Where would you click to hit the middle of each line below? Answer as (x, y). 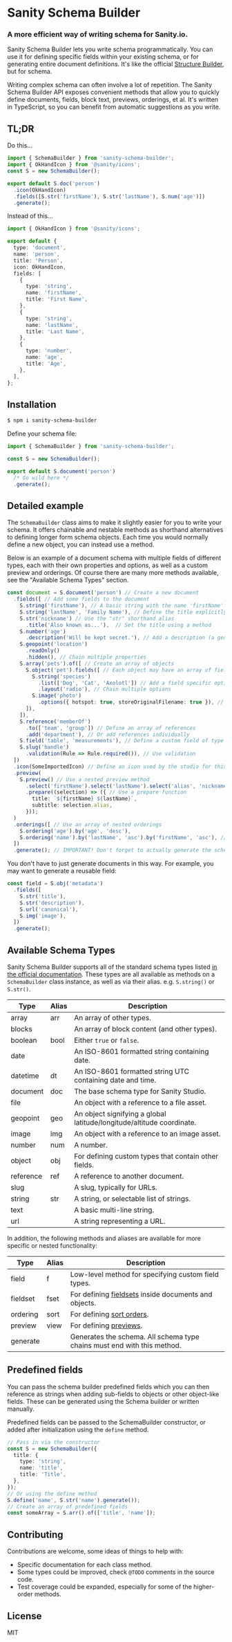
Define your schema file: (42, 434)
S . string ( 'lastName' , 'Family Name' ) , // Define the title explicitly (123, 612)
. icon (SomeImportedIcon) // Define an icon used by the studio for (113, 767)
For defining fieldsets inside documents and (141, 1294)
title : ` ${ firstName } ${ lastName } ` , (85, 799)
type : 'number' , (49, 351)
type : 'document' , (40, 248)
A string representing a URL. (119, 1221)
